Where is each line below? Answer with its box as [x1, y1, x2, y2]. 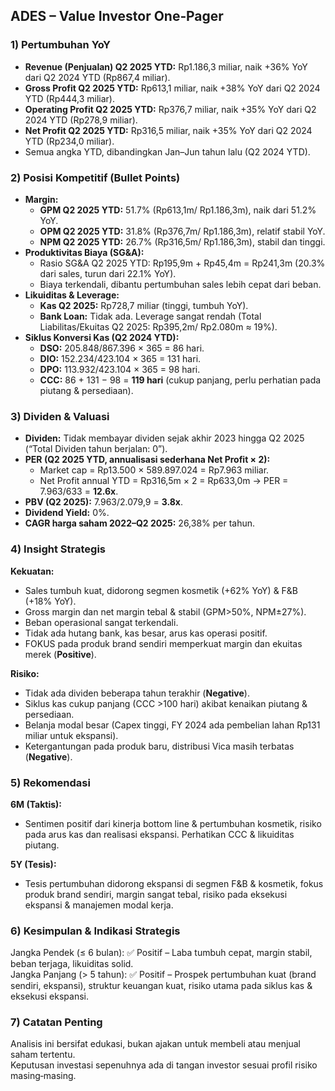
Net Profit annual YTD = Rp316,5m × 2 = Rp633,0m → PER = [39, 475, 289, 487]
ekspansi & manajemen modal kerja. [24, 899, 174, 911]
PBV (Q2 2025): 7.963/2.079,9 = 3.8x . [24, 496, 183, 508]
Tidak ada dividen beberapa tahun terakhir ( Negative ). [24, 687, 250, 699]
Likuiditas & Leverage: [24, 289, 120, 301]
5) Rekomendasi [10, 775, 91, 789]
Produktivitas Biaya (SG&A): [24, 246, 145, 258]
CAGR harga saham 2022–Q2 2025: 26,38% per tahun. [24, 517, 256, 529]
